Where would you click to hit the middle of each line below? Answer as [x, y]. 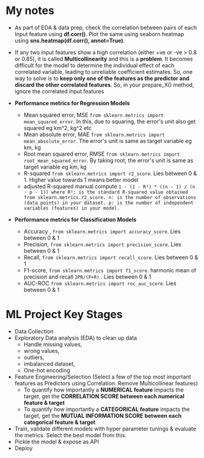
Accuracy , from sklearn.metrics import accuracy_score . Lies [102, 231]
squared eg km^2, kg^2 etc [58, 128]
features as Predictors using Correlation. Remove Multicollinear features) [106, 383]
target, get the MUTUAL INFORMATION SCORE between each [102, 415]
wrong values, [42, 351]
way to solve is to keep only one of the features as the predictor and [102, 78]
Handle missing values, [53, 344]
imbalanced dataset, [49, 363]
